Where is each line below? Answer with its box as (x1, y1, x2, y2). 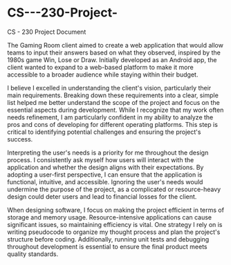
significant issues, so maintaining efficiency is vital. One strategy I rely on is (7, 220, 223, 228)
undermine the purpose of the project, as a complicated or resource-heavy (7, 185, 221, 193)
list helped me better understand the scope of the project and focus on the (7, 98, 220, 106)
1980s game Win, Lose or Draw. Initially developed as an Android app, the (7, 55, 217, 63)
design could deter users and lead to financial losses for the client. (7, 192, 197, 201)
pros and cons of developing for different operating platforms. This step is (7, 120, 218, 128)
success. (7, 135, 33, 143)
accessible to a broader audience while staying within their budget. (7, 70, 198, 79)
